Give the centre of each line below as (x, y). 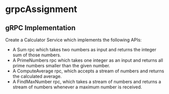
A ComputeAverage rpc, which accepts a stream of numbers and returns (88, 71)
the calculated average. (37, 76)
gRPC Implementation (40, 28)
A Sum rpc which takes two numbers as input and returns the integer (85, 50)
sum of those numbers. (37, 55)
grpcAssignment (41, 9)
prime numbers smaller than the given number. (61, 66)
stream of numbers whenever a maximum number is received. (77, 87)
